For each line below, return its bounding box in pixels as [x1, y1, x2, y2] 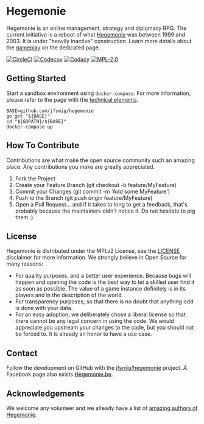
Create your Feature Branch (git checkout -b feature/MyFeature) [15, 181, 177, 188]
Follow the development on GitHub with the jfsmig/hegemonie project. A [6, 364, 188, 372]
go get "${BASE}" [6, 113, 51, 119]
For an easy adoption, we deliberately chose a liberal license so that [15, 311, 186, 318]
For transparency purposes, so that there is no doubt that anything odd [15, 298, 194, 305]
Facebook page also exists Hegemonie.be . [6, 370, 113, 378]
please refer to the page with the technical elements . [6, 96, 139, 103]
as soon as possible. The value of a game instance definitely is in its [15, 285, 186, 292]
